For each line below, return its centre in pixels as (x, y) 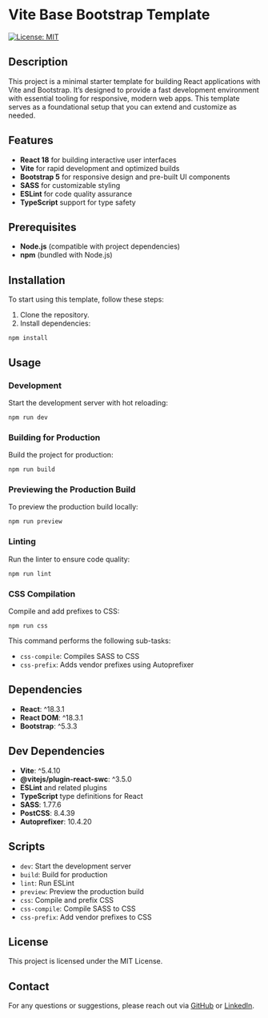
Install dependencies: (55, 323)
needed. (22, 115)
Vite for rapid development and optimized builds (100, 168)
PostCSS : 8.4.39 (47, 812)
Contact (29, 986)
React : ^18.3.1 (42, 709)
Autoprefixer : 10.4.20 (56, 821)
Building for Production (54, 437)
